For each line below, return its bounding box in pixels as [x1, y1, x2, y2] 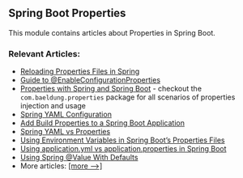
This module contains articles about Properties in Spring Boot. [8, 28, 216, 37]
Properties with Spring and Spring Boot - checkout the [19, 84, 202, 94]
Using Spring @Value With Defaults [19, 153, 139, 163]
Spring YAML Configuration [19, 109, 112, 120]
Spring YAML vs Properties [19, 127, 111, 137]
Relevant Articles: [8, 48, 81, 59]
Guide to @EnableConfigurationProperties [19, 75, 160, 85]
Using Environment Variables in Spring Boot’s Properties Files [19, 135, 225, 145]
